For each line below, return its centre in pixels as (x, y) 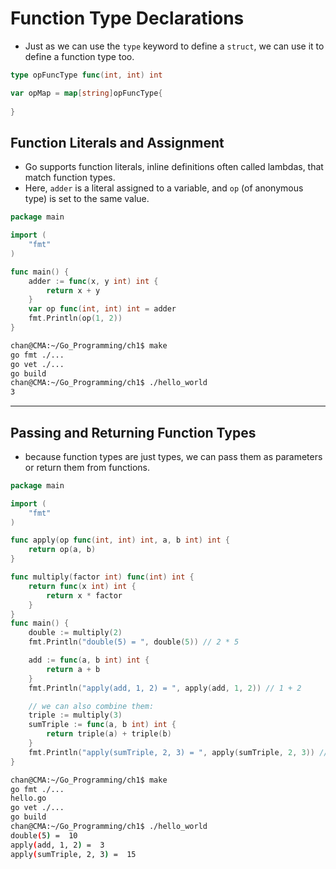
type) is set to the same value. (87, 199)
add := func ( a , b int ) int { (89, 660)
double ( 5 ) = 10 (44, 835)
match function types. (70, 178)
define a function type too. (79, 56)
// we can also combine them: (91, 706)
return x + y (73, 290)
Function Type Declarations (127, 18)
